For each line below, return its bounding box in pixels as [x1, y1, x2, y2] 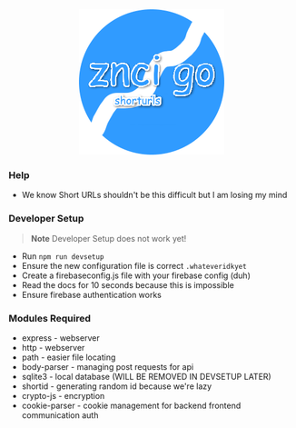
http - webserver [21, 342, 85, 353]
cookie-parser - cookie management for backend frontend [21, 400, 242, 411]
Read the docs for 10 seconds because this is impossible [21, 279, 235, 290]
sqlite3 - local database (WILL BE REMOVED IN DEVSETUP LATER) [21, 371, 271, 382]
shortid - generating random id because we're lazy [21, 381, 212, 392]
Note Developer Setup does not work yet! [30, 233, 187, 244]
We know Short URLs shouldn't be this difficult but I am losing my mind [21, 190, 288, 201]
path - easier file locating [21, 352, 116, 363]
